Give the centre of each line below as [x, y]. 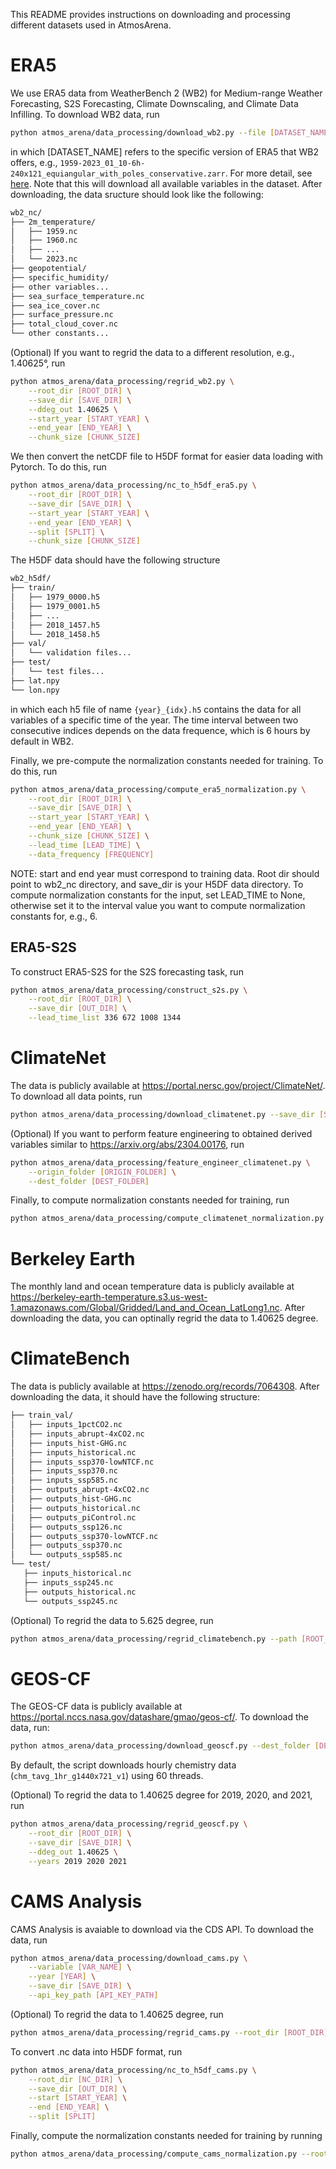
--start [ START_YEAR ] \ [78, 2098]
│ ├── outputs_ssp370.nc [66, 1545]
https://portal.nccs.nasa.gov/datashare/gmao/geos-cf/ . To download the [159, 1717]
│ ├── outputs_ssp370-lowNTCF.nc [84, 1536]
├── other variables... [60, 287]
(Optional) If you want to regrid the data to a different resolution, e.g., [152, 353]
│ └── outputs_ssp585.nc [66, 1555]
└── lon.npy [35, 690]
